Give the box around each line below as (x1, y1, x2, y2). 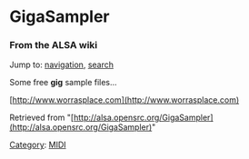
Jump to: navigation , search (9, 59, 114, 70)
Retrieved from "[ (9, 112, 75, 124)
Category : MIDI (9, 139, 66, 151)
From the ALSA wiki (9, 39, 98, 52)
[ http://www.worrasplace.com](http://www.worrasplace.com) (9, 94, 240, 105)
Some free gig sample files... (9, 77, 117, 88)
